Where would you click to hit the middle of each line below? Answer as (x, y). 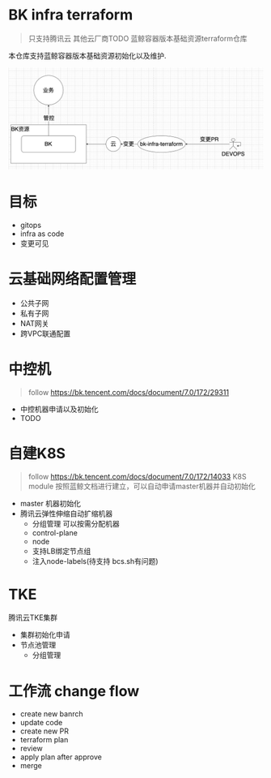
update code (41, 723)
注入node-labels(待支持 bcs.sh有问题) (95, 561)
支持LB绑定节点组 (61, 551)
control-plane (55, 532)
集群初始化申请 (45, 635)
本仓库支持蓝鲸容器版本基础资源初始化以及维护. (88, 55)
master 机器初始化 (51, 503)
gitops (31, 225)
